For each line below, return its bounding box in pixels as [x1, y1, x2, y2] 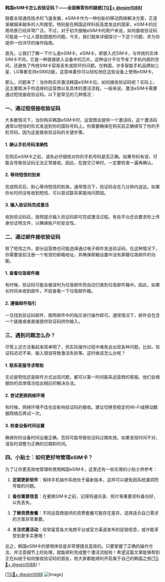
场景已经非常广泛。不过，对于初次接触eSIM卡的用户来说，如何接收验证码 [9, 28, 158, 33]
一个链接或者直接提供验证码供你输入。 [5, 318, 82, 324]
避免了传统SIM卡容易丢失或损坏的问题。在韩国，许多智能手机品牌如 [18, 62, 155, 68]
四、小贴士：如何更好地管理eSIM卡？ [5, 454, 93, 461]
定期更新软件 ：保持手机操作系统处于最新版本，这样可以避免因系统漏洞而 [12, 477, 159, 483]
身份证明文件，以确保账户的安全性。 [5, 220, 79, 226]
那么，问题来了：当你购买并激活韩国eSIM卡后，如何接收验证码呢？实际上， [5, 79, 158, 85]
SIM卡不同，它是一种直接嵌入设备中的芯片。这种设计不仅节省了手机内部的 [5, 57, 155, 62]
